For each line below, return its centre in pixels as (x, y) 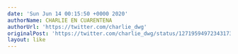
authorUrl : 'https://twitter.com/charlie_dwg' (77, 27)
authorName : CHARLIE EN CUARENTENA (60, 20)
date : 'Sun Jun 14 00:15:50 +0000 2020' (68, 14)
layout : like (27, 40)
